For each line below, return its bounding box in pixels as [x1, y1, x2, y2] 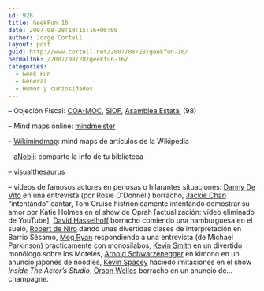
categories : [8, 63, 47, 71]
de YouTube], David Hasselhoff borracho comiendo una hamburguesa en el [8, 215, 253, 225]
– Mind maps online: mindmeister [8, 121, 116, 131]
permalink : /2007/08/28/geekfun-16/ [8, 56, 128, 64]
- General [15, 77, 47, 85]
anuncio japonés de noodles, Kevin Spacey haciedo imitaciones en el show [8, 257, 252, 267]
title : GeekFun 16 [8, 19, 69, 27]
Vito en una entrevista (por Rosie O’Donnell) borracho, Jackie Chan [8, 190, 227, 201]
